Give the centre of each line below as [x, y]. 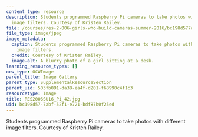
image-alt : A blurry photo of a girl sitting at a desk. [83, 61]
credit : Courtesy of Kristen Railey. [58, 55]
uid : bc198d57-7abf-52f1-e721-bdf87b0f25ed [60, 104]
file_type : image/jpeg [34, 34]
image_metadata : [26, 39]
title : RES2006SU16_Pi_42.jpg [43, 99]
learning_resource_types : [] [42, 66]
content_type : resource [35, 11]
